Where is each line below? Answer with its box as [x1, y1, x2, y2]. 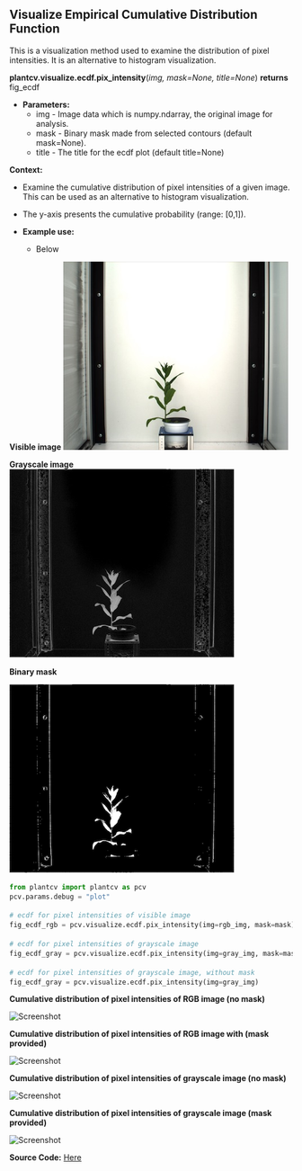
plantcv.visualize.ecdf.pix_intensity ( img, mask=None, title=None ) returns [9, 72, 289, 83]
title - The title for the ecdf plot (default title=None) [35, 147, 225, 157]
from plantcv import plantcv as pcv [9, 882, 147, 891]
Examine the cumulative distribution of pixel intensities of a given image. [22, 182, 290, 192]
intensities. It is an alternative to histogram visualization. [9, 54, 217, 66]
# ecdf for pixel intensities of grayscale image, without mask [9, 968, 255, 977]
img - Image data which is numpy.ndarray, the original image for [35, 108, 273, 120]
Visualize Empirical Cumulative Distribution [9, 7, 258, 22]
